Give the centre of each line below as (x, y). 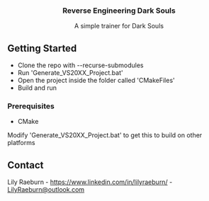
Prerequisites (31, 106)
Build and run (37, 88)
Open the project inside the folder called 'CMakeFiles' (96, 81)
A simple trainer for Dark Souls (119, 26)
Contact (26, 165)
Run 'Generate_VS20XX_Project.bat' (70, 73)
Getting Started (42, 48)
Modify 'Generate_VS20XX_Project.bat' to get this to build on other (105, 135)
